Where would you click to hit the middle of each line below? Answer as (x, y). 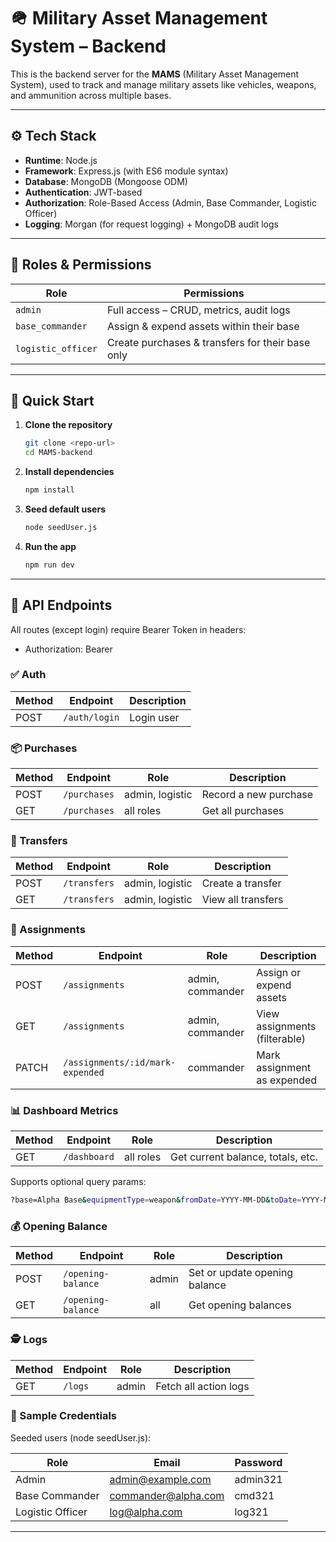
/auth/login (91, 717)
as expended (287, 1080)
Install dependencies (69, 472)
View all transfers (242, 900)
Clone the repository (68, 425)
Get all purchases (243, 811)
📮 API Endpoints (61, 605)
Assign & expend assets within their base (203, 326)
